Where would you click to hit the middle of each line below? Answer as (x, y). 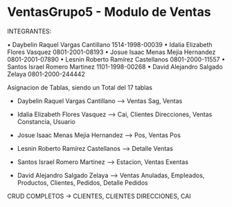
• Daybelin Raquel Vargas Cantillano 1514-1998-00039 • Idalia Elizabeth (110, 44)
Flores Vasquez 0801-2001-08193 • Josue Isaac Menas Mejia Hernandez (111, 52)
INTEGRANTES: (29, 31)
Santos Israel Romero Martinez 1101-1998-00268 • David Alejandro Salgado (115, 66)
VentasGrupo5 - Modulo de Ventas (109, 12)
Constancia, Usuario (46, 121)
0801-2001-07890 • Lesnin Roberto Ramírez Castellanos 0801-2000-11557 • (116, 59)
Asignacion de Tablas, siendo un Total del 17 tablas (80, 87)
